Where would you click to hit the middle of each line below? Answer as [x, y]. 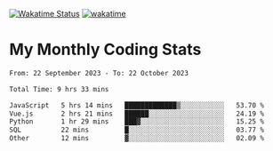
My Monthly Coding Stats [105, 50]
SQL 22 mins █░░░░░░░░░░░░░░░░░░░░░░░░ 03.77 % [137, 130]
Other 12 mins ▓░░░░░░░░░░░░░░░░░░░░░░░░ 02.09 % [137, 139]
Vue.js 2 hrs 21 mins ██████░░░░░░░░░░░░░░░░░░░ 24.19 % [137, 114]
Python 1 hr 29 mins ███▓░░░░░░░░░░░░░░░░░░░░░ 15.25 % [137, 122]
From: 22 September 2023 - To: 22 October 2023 [99, 73]
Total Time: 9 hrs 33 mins [59, 89]
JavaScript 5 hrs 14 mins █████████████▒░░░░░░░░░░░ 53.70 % [137, 105]
